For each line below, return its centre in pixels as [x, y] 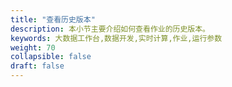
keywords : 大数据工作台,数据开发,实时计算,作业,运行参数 [116, 38]
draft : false [37, 66]
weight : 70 [33, 47]
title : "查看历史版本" [53, 19]
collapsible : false [51, 57]
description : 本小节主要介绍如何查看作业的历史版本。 [110, 29]
